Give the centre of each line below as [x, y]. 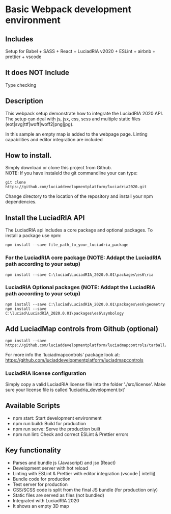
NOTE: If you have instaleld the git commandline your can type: [72, 173]
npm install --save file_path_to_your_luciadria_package [67, 245]
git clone [16, 183]
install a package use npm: [33, 236]
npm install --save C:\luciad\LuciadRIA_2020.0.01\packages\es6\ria [79, 275]
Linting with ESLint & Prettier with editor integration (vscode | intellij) [84, 473]
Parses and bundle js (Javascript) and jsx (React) [64, 462]
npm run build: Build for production [49, 423]
